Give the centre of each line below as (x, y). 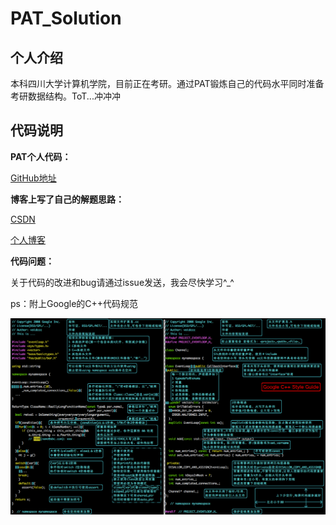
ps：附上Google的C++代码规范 (74, 303)
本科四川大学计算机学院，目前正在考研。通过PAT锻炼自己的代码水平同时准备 (167, 83)
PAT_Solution (66, 18)
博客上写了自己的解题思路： (67, 199)
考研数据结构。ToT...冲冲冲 (65, 96)
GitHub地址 (33, 178)
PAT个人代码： (41, 156)
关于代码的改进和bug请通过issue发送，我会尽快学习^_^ (122, 282)
